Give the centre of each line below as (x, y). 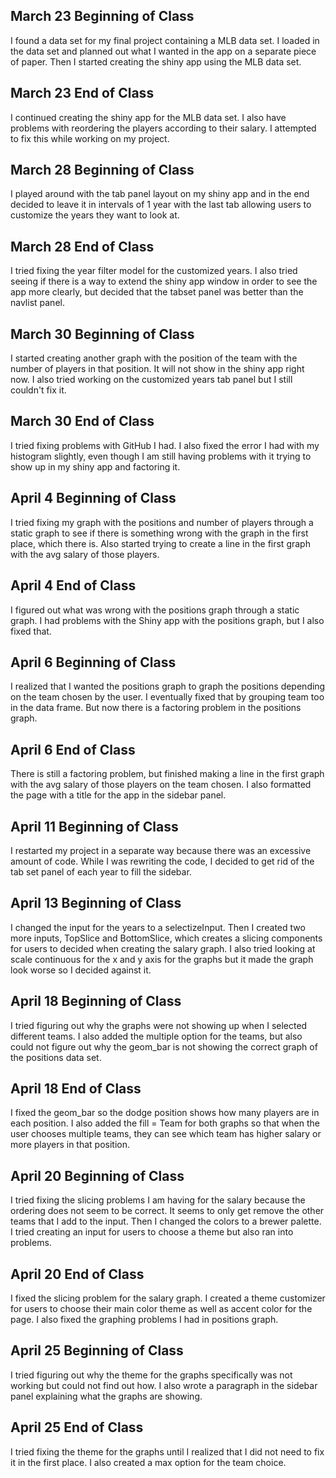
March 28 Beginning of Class (102, 170)
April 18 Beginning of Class (96, 1001)
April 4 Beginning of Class (93, 498)
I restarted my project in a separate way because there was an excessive (161, 850)
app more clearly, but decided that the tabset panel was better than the (157, 292)
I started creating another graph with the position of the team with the (154, 358)
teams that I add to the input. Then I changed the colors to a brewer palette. (166, 1221)
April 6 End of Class (73, 749)
